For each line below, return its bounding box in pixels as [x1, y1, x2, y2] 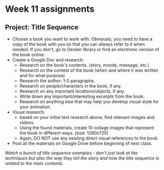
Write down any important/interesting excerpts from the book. [19, 93, 145, 99]
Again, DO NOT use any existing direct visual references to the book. [19, 135, 159, 141]
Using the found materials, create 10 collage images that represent [19, 125, 155, 131]
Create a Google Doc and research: [12, 57, 84, 62]
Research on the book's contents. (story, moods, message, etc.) [19, 62, 150, 68]
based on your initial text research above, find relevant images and [19, 114, 155, 120]
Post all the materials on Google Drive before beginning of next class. [12, 141, 153, 146]
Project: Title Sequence [5, 23, 79, 31]
